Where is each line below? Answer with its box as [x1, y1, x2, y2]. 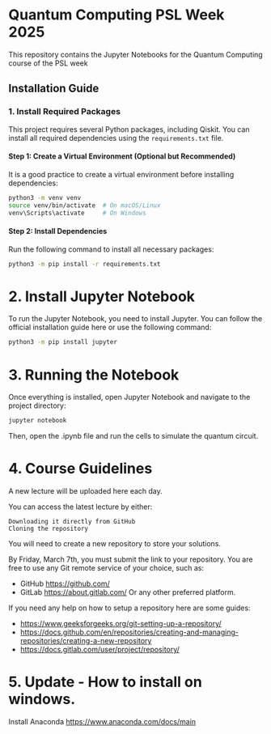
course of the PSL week [8, 58, 88, 68]
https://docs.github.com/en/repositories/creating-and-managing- [19, 627, 239, 637]
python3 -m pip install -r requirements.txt [8, 260, 161, 268]
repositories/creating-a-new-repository [19, 636, 152, 646]
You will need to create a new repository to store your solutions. [8, 539, 221, 549]
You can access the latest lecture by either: [8, 502, 153, 511]
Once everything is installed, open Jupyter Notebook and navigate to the [8, 392, 251, 402]
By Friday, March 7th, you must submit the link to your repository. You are [8, 554, 253, 564]
